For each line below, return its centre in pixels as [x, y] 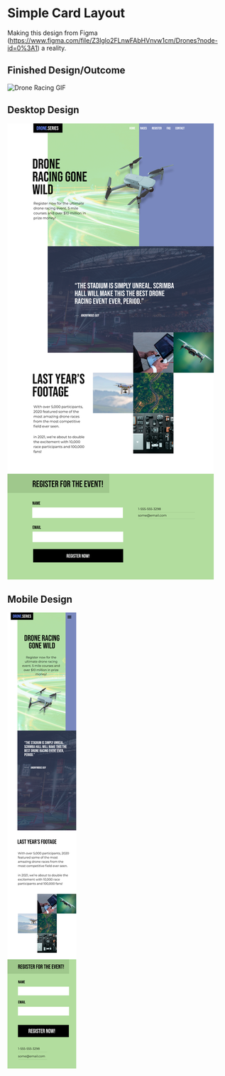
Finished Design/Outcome [66, 70]
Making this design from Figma [53, 33]
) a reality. [52, 48]
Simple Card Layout [66, 13]
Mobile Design [40, 599]
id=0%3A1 [22, 48]
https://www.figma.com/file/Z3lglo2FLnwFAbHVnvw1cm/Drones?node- [114, 40]
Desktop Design [43, 110]
